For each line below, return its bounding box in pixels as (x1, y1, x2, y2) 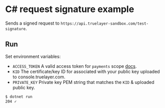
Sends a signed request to (5, 20, 60, 26)
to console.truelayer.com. (12, 74, 65, 80)
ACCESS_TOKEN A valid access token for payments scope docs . (12, 63, 137, 69)
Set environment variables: (5, 53, 61, 59)
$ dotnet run (5, 94, 33, 99)
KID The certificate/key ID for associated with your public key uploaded (12, 68, 160, 74)
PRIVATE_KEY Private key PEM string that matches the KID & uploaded (12, 79, 154, 85)
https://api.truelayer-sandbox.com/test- (60, 21, 149, 26)
